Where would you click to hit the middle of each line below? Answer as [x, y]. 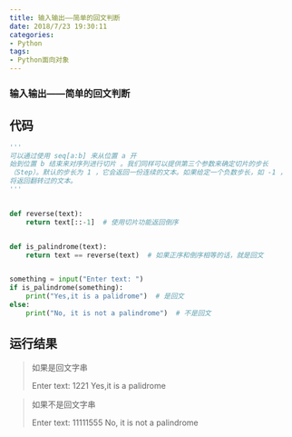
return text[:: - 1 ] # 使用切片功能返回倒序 [102, 222]
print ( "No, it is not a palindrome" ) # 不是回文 [118, 313]
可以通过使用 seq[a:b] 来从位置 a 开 [73, 155]
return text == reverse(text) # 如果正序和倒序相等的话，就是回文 [145, 255]
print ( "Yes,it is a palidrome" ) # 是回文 [105, 296]
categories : [32, 35]
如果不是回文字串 [63, 404]
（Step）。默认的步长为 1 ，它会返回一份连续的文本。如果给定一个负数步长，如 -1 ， [148, 173]
